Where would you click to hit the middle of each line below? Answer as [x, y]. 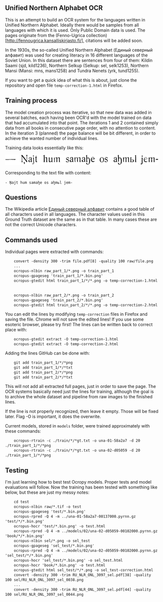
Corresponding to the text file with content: [48, 173]
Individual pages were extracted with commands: [54, 252]
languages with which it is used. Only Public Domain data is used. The [75, 30]
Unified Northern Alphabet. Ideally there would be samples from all [72, 25]
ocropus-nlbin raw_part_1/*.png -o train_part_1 [64, 271]
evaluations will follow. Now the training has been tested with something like [81, 487]
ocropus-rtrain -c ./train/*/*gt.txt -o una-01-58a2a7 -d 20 [77, 441]
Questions [21, 197]
